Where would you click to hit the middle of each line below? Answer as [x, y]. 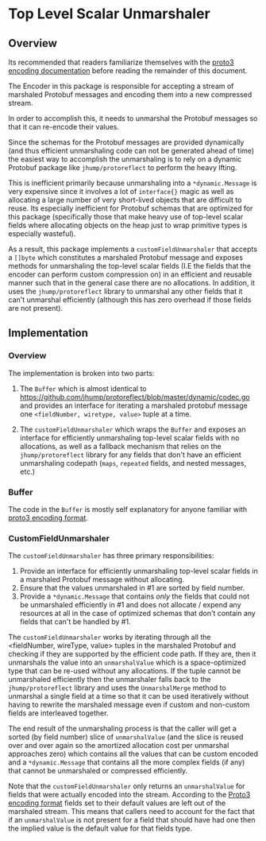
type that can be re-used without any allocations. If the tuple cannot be [125, 671]
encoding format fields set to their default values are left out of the [117, 803]
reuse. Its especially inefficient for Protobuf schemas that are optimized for [131, 208]
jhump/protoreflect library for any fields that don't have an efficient [131, 455]
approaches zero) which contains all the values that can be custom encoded [133, 754]
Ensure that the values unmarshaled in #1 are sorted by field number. [132, 588]
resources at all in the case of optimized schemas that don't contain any [137, 614]
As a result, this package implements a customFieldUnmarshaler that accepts [133, 249]
